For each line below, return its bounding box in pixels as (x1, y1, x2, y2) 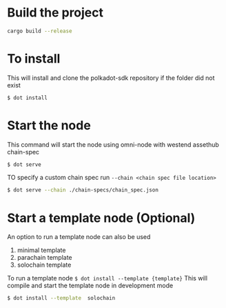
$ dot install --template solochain (7, 295, 116, 302)
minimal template (17, 246, 66, 254)
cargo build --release (7, 28, 72, 34)
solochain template (17, 260, 72, 269)
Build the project (7, 5, 104, 21)
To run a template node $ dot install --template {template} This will (7, 274, 208, 283)
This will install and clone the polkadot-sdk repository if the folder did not (7, 74, 215, 82)
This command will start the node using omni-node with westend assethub (7, 140, 219, 149)
